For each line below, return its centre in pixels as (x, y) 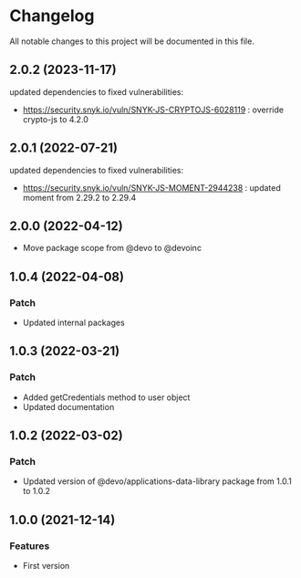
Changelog (52, 16)
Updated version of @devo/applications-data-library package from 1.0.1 (157, 481)
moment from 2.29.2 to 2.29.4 (79, 197)
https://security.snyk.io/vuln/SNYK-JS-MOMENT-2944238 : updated (151, 187)
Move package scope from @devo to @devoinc (112, 248)
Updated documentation (68, 406)
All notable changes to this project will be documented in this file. (132, 41)
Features (30, 546)
